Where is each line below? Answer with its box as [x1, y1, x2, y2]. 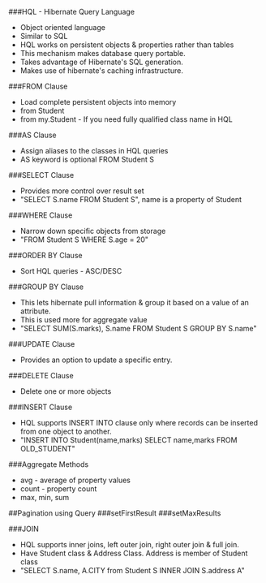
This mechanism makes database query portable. [19, 49, 187, 58]
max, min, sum [19, 493, 70, 502]
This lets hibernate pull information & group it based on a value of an [19, 298, 250, 307]
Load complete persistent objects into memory [19, 97, 177, 106]
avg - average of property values [19, 475, 131, 485]
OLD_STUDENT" [19, 444, 75, 453]
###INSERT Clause [8, 402, 73, 412]
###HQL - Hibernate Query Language [8, 7, 135, 16]
